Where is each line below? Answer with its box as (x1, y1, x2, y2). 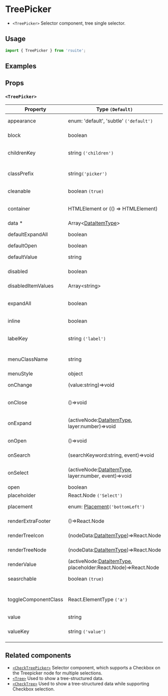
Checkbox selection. (12, 686, 55, 692)
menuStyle (7, 370, 33, 377)
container (7, 205, 30, 212)
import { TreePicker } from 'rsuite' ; (5, 48, 86, 53)
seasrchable (7, 575, 36, 582)
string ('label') (68, 335, 106, 342)
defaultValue (7, 253, 37, 260)
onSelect (7, 469, 29, 476)
